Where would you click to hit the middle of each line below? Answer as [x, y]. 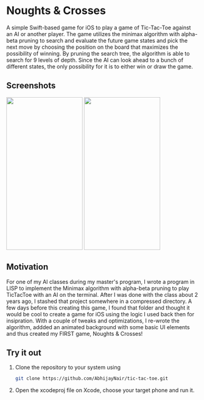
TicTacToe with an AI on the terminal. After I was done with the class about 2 [102, 294]
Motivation [27, 267]
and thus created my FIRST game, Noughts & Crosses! [75, 333]
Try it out [24, 353]
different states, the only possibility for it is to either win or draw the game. [100, 66]
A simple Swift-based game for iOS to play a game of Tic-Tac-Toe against [99, 27]
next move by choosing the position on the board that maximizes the [92, 47]
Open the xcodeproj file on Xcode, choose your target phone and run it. [105, 390]
